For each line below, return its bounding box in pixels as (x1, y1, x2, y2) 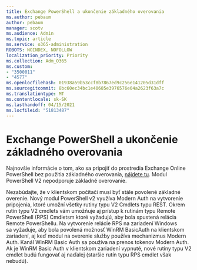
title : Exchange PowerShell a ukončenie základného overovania (6, 8, 165, 15)
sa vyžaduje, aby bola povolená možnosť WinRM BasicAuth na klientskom (6, 226, 185, 233)
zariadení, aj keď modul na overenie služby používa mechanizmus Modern (6, 232, 186, 239)
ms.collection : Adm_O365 (6, 58, 67, 64)
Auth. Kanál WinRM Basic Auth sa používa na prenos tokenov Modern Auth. (6, 239, 189, 246)
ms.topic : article (6, 36, 51, 42)
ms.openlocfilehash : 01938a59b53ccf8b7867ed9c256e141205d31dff (6, 80, 165, 86)
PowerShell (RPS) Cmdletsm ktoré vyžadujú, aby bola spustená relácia (6, 213, 177, 221)
